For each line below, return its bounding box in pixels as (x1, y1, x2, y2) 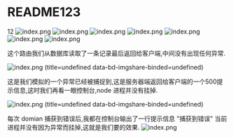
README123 (7, 4, 81, 20)
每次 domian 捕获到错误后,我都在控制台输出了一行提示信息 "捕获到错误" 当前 (7, 114, 228, 123)
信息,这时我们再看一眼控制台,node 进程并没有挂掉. (13, 86, 158, 94)
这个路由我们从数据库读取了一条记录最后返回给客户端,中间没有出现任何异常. (7, 49, 226, 57)
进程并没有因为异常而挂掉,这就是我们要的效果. (7, 123, 140, 131)
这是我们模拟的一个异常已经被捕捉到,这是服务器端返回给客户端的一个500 (7, 77, 217, 86)
